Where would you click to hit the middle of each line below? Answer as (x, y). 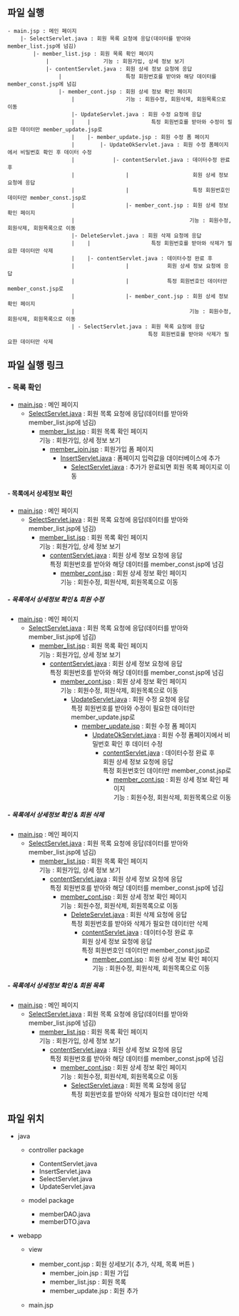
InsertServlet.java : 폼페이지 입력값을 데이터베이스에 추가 (140, 458)
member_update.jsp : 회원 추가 (94, 1291)
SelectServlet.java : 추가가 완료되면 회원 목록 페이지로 (147, 466)
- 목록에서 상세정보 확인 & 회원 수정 (56, 600)
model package (51, 1200)
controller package (56, 1150)
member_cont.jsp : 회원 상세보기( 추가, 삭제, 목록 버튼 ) (117, 1264)
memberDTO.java (65, 1222)
